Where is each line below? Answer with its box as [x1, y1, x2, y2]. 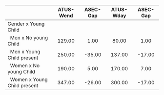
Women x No [10, 63, 40, 69]
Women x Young [10, 76, 48, 83]
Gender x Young [7, 20, 45, 27]
